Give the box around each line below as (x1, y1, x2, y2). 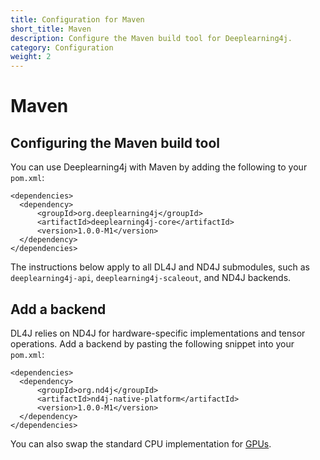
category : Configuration (10, 42, 114, 53)
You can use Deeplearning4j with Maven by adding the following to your (10, 161, 308, 173)
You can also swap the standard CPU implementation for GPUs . (10, 437, 272, 450)
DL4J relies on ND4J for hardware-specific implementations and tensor (10, 327, 306, 339)
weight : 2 (10, 52, 52, 62)
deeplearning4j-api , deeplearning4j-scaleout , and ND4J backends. (10, 272, 292, 284)
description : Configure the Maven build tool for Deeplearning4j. (10, 33, 293, 43)
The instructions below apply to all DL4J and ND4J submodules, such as (10, 261, 310, 273)
